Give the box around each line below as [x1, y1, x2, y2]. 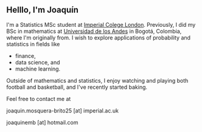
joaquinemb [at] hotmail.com [6, 119, 78, 126]
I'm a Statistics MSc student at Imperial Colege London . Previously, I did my [6, 21, 196, 28]
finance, [15, 52, 36, 60]
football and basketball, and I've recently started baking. [6, 83, 148, 91]
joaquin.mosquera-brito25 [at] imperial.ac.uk [6, 106, 119, 114]
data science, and [15, 58, 60, 66]
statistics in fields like [6, 40, 60, 47]
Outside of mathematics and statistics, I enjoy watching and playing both [6, 77, 189, 84]
